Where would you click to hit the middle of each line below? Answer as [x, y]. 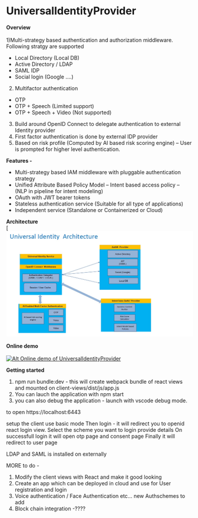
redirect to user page [32, 442]
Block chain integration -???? [50, 508]
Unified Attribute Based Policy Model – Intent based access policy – [97, 185]
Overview [18, 27]
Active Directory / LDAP [44, 64]
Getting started [25, 370]
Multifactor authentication [46, 88]
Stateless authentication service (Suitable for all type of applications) [99, 204]
